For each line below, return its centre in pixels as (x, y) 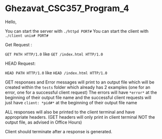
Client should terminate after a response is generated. (59, 131)
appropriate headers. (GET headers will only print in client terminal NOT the (80, 117)
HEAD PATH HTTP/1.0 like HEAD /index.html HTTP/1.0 (56, 72)
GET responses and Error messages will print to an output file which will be (80, 82)
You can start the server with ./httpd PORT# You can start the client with (77, 31)
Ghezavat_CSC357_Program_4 (67, 8)
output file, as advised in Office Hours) (44, 122)
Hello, (11, 22)
